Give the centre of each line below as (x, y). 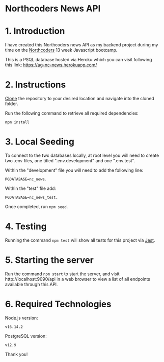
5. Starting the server (50, 260)
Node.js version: (22, 318)
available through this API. (31, 284)
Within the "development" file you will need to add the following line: (74, 170)
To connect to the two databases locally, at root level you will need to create (82, 155)
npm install (17, 122)
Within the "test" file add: (31, 188)
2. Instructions (36, 85)
